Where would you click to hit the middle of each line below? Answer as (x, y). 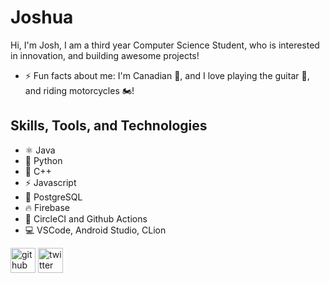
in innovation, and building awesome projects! (105, 55)
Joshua (42, 17)
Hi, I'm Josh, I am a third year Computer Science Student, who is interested (165, 45)
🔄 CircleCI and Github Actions (86, 218)
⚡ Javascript (50, 182)
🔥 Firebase (47, 207)
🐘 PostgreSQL (53, 197)
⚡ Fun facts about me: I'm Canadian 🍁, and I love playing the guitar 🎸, (167, 75)
